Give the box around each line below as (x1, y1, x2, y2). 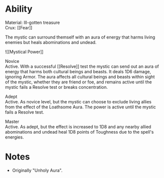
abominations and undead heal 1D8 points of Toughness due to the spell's (5, 129, 154, 135)
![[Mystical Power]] (5, 49, 44, 55)
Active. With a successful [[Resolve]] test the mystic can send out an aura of (5, 63, 159, 69)
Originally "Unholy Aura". (12, 167, 62, 173)
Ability (5, 3, 33, 15)
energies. (5, 134, 24, 140)
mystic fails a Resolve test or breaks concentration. (5, 84, 108, 90)
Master (5, 119, 20, 124)
